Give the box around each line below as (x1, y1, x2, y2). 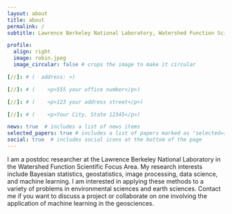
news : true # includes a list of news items (7, 124, 140, 130)
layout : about (7, 10, 48, 17)
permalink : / (7, 23, 45, 30)
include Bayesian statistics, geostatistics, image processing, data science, (7, 170, 218, 178)
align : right (13, 48, 51, 55)
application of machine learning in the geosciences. (7, 199, 155, 207)
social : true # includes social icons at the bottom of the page (7, 136, 202, 144)
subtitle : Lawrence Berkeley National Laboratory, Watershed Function (7, 29, 215, 37)
